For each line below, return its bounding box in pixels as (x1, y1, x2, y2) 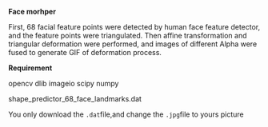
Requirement (8, 63, 53, 73)
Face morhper (8, 7, 56, 16)
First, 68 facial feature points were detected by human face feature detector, (8, 22, 261, 31)
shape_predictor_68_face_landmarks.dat (8, 94, 142, 103)
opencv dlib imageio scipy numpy (8, 79, 119, 88)
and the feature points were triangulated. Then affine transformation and (8, 31, 247, 40)
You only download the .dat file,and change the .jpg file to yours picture (8, 109, 244, 119)
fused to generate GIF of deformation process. (8, 48, 162, 57)
